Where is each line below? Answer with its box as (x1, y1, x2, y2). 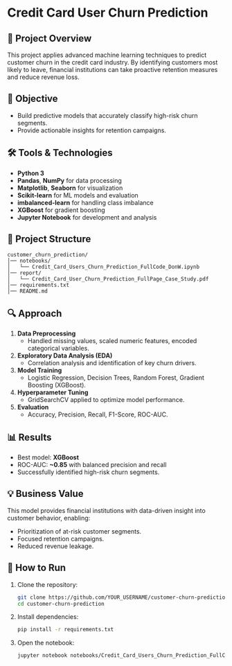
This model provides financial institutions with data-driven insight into (7, 506, 206, 514)
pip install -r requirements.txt (17, 626, 114, 633)
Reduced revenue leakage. (17, 542, 94, 550)
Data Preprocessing (17, 329, 76, 338)
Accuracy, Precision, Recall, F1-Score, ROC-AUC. (27, 410, 168, 419)
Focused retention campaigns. (17, 534, 105, 543)
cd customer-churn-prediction (17, 600, 105, 607)
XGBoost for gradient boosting (17, 206, 105, 214)
